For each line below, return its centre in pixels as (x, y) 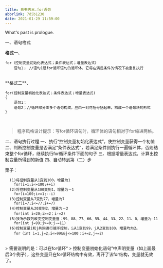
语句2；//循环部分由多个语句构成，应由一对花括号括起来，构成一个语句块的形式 (82, 108)
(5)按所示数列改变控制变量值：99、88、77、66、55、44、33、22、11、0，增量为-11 (84, 219)
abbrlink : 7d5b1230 (25, 14)
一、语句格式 (18, 42)
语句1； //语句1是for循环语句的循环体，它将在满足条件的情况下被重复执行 (79, 68)
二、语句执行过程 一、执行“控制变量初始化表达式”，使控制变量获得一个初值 (80, 141)
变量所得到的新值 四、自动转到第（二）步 (50, 160)
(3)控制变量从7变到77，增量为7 (37, 199)
